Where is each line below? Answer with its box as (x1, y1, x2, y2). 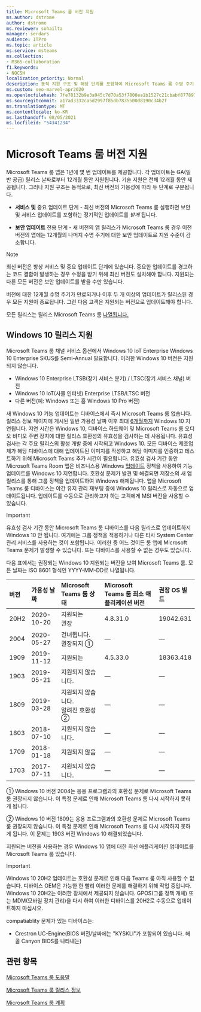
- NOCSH (6, 70, 26, 76)
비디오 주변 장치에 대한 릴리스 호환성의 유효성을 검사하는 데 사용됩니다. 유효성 (12, 432, 193, 440)
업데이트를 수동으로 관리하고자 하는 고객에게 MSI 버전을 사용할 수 (38, 492, 190, 499)
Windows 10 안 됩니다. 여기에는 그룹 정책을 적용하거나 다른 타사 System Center (6, 531, 193, 538)
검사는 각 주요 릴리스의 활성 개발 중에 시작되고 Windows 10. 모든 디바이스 (6, 440, 178, 447)
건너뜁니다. (60, 630, 91, 639)
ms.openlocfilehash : (6, 92, 58, 98)
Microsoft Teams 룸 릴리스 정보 (6, 986, 81, 993)
